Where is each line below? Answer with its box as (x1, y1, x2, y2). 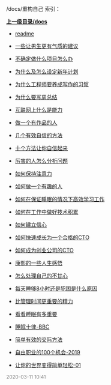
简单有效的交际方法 (14, 336, 63, 343)
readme (14, 30, 34, 37)
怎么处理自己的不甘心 (14, 272, 68, 279)
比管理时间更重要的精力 (14, 298, 73, 305)
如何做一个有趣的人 (14, 183, 63, 190)
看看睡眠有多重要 (14, 311, 58, 317)
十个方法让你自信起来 (14, 145, 68, 151)
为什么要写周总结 (14, 94, 58, 100)
